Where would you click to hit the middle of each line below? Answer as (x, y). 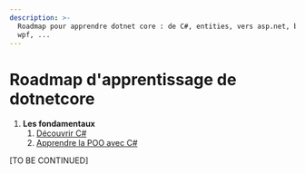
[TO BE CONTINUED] (49, 160)
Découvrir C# (61, 133)
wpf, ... (34, 34)
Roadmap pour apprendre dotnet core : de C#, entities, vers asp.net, (154, 26)
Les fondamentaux (59, 124)
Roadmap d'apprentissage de (123, 79)
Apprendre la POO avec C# (87, 143)
